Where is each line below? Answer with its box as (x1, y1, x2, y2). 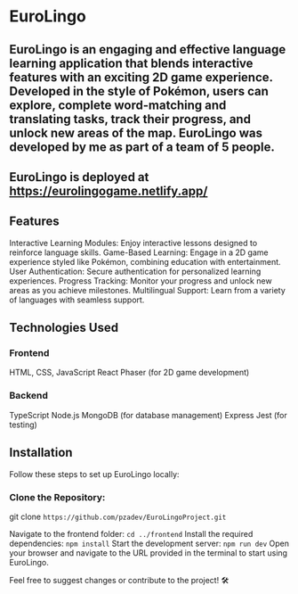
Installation (9, 445, 73, 460)
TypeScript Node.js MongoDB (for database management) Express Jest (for (9, 409, 287, 420)
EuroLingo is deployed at (9, 169, 149, 185)
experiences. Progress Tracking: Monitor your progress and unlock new (9, 275, 273, 286)
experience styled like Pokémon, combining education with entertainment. (9, 256, 282, 267)
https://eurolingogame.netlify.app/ (9, 183, 208, 198)
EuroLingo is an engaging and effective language (9, 42, 286, 57)
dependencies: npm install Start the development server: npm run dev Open (9, 538, 290, 549)
